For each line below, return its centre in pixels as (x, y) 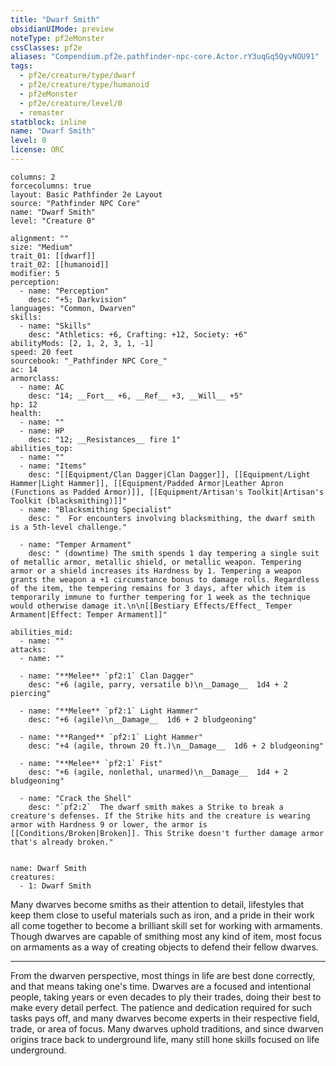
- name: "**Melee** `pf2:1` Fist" (91, 763)
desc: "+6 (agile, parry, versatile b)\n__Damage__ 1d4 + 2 (158, 684)
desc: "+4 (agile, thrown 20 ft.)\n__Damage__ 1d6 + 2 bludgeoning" (176, 746)
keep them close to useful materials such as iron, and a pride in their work (162, 915)
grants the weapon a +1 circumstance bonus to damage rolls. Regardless (165, 579)
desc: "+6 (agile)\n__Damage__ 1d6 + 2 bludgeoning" (142, 719)
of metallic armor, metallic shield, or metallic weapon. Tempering (156, 562)
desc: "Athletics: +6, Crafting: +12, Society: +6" (138, 334)
